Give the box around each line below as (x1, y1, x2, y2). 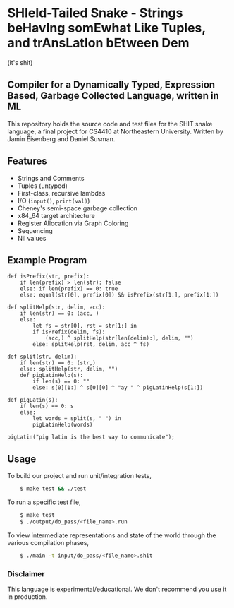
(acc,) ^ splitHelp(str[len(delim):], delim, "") (44, 335, 194, 342)
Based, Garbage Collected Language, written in (7, 90, 220, 102)
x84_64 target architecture (17, 211, 95, 220)
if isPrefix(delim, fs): (32, 328, 106, 336)
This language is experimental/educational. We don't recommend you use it (7, 585, 227, 593)
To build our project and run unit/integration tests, (7, 472, 152, 480)
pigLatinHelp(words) (32, 422, 93, 429)
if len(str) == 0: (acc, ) (20, 310, 99, 317)
